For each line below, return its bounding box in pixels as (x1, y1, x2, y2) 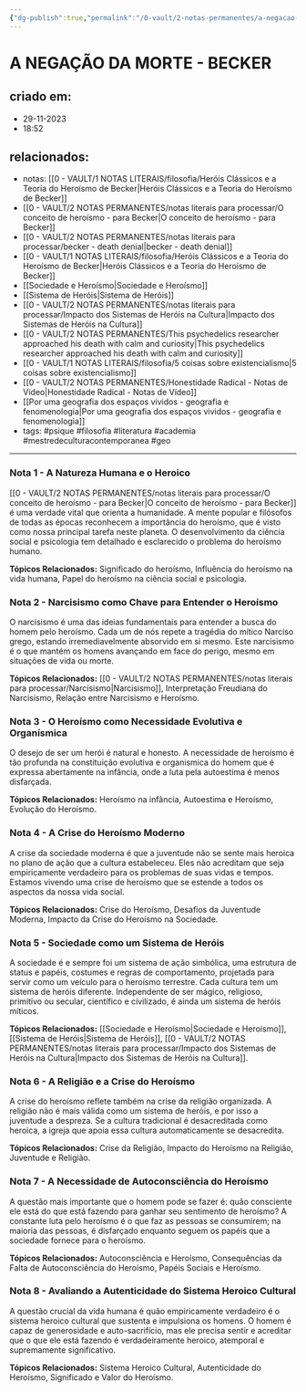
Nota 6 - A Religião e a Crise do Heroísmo (9, 1074, 196, 1087)
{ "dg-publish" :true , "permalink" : (9, 13, 137, 23)
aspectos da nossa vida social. (9, 886, 125, 897)
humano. (9, 545, 43, 557)
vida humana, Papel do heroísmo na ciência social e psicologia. (9, 572, 248, 584)
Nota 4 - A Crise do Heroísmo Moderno (9, 827, 185, 840)
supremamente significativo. (9, 1344, 117, 1355)
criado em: (9, 89, 72, 105)
